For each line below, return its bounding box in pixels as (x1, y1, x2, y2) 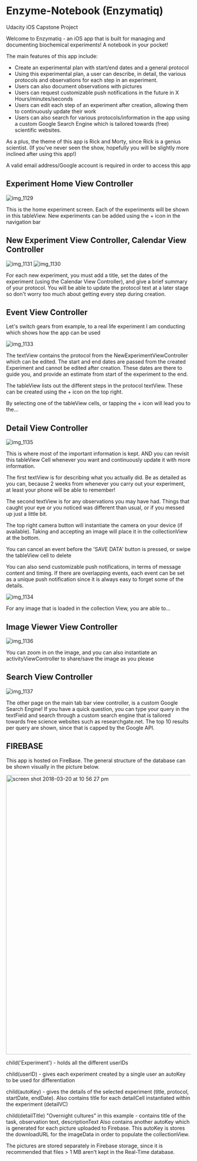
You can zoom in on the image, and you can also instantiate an (6, 649, 157, 656)
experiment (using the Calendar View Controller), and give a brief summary (6, 278, 188, 285)
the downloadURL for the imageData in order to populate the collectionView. (6, 1130, 190, 1137)
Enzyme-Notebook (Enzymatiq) (6, 4, 164, 18)
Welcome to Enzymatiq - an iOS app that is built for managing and (6, 35, 165, 42)
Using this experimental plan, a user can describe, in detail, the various (14, 70, 186, 77)
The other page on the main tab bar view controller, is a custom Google (6, 699, 178, 706)
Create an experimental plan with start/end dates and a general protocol (14, 64, 189, 71)
